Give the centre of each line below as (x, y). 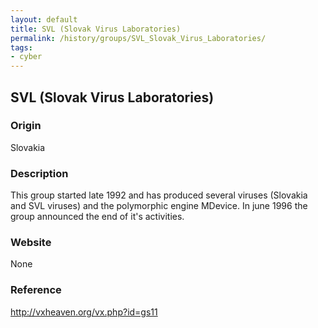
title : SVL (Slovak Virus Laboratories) (96, 29)
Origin (26, 126)
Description (39, 173)
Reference (36, 290)
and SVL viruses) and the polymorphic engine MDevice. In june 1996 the (159, 206)
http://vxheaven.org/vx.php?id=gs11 (84, 312)
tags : (21, 47)
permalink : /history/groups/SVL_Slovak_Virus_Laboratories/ (138, 38)
